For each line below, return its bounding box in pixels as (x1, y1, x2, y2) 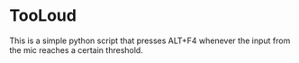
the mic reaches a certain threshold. (9, 44, 144, 55)
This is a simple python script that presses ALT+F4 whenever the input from (9, 35, 291, 46)
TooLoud (9, 5, 77, 26)
